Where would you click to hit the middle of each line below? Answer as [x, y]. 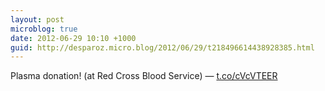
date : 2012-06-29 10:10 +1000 [73, 38]
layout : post [37, 19]
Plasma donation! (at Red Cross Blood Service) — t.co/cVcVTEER [144, 76]
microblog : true [44, 29]
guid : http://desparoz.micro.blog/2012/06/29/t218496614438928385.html [162, 47]
